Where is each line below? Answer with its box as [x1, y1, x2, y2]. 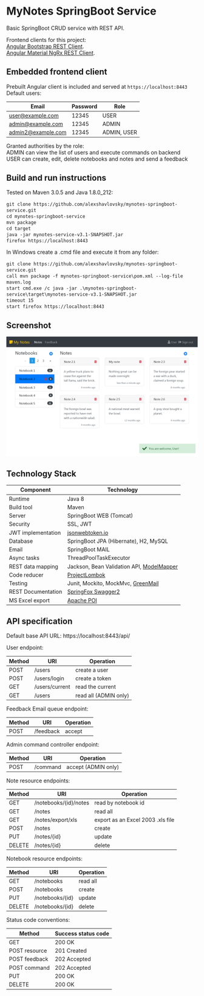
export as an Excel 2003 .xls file [94, 816, 175, 823]
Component [20, 486, 51, 493]
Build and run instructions [6, 172, 107, 183]
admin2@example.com [8, 129, 67, 136]
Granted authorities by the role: [6, 142, 84, 150]
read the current [75, 683, 117, 691]
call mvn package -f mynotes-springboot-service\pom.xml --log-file [6, 273, 183, 279]
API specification [6, 616, 73, 626]
